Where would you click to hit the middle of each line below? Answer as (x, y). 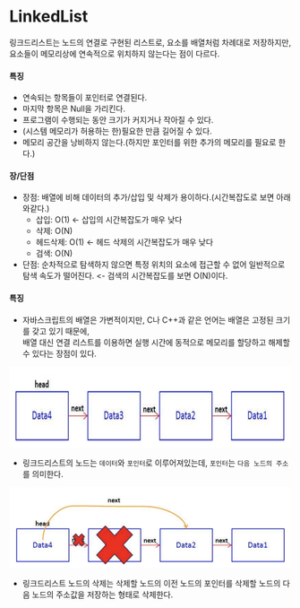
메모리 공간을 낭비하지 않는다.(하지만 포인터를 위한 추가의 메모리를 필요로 (149, 143)
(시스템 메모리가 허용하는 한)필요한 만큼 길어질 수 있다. (117, 131)
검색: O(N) (54, 254)
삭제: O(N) (54, 231)
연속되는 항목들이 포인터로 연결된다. (85, 98)
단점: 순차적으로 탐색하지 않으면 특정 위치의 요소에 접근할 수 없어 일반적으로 (154, 265)
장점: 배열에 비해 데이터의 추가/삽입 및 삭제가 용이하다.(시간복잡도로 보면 (148, 197)
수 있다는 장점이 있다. (59, 353)
